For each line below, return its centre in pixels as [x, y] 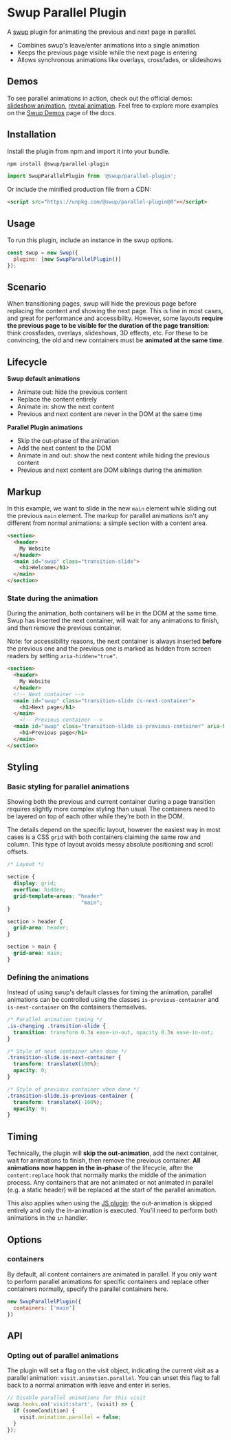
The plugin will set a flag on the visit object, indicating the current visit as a [113, 1370]
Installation [32, 135]
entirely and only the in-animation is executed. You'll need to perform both [112, 1211]
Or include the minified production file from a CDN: [79, 189]
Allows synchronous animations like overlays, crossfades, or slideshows [119, 59]
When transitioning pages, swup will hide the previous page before [102, 304]
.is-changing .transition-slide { [57, 1026]
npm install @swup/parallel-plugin [58, 164]
